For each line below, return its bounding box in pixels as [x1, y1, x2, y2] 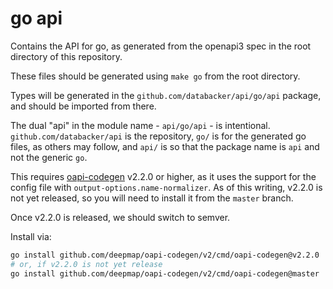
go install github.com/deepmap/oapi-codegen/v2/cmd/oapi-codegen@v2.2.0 [10, 250, 320, 260]
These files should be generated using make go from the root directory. [10, 70, 301, 82]
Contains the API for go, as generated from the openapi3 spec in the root [10, 40, 312, 52]
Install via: [10, 230, 52, 242]
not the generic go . [10, 151, 88, 163]
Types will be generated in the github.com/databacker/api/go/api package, [10, 89, 322, 101]
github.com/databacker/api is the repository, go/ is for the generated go [10, 130, 307, 142]
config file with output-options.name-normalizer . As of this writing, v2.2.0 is [10, 181, 323, 193]
